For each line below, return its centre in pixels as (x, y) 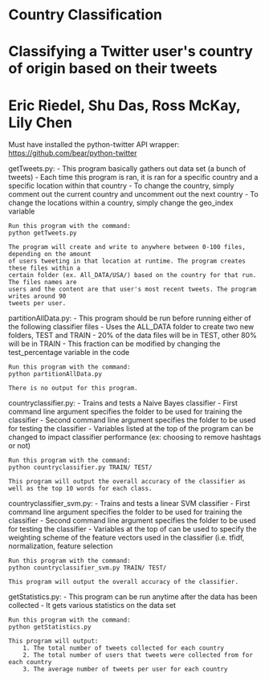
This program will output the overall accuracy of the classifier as (127, 482)
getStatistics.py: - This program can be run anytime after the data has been (133, 597)
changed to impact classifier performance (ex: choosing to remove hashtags (135, 437)
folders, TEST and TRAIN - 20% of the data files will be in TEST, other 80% (132, 336)
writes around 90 (37, 296)
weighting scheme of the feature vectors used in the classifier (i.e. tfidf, (126, 538)
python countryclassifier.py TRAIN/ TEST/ (80, 467)
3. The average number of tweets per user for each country (125, 669)
